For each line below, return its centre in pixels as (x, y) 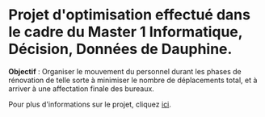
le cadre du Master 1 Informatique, (126, 32)
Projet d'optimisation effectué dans (129, 15)
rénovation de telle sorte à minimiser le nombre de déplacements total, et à (133, 80)
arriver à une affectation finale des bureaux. (82, 88)
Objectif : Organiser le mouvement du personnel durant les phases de (125, 71)
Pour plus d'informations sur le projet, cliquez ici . (90, 104)
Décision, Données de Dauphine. (120, 49)
